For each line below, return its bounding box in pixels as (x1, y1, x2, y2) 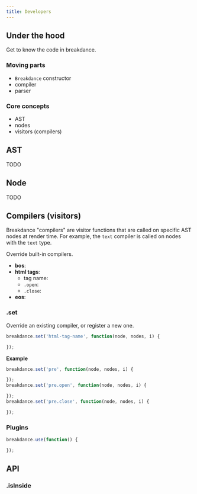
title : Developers (6, 8, 51, 15)
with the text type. (6, 239, 52, 246)
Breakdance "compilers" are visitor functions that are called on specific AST (6, 226, 192, 234)
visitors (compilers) (14, 128, 62, 135)
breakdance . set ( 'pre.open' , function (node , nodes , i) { (6, 383, 147, 389)
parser (14, 87, 31, 94)
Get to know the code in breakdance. (6, 46, 96, 53)
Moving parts (6, 61, 46, 69)
